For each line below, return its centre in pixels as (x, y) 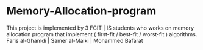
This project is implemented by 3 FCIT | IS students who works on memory (100, 28)
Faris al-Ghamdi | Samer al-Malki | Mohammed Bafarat (75, 40)
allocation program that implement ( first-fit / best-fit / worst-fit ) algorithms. (102, 34)
